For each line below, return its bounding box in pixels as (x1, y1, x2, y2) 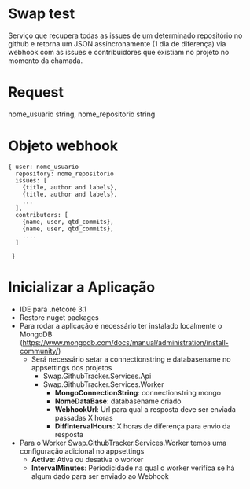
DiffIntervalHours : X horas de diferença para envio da (54, 421, 231, 431)
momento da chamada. (8, 56, 83, 65)
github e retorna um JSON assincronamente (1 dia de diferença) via (8, 39, 226, 48)
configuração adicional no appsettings (19, 446, 145, 456)
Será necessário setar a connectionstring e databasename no (31, 355, 231, 364)
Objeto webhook (8, 137, 119, 155)
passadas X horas (54, 413, 113, 422)
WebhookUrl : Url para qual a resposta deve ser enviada (54, 404, 236, 414)
